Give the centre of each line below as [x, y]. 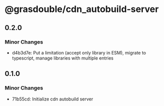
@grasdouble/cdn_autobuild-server [82, 9]
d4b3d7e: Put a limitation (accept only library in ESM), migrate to [79, 52]
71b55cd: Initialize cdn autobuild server [53, 99]
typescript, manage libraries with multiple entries [63, 58]
